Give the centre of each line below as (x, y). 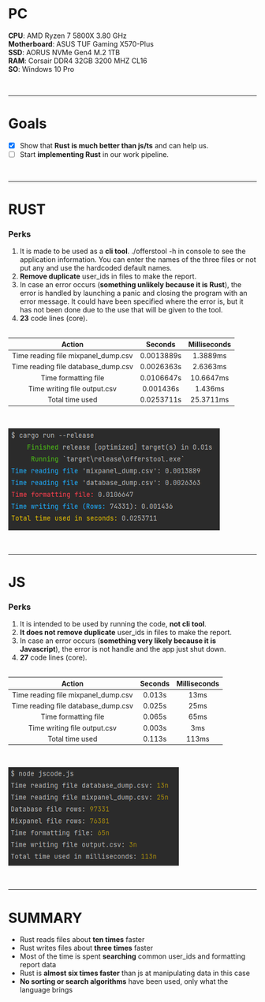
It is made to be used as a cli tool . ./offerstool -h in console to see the (132, 251)
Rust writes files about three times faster (86, 948)
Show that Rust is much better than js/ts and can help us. (114, 145)
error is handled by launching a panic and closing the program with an (133, 293)
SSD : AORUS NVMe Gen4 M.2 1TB (64, 52)
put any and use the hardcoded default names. (95, 268)
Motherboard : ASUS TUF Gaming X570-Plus (81, 43)
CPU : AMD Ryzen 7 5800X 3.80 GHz (68, 36)
